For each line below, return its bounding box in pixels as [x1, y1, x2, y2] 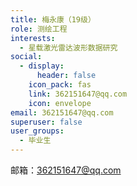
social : [10, 52, 43, 62]
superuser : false [10, 117, 83, 127]
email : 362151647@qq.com [10, 107, 114, 118]
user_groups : [10, 126, 65, 136]
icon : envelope [28, 98, 92, 108]
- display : [19, 61, 65, 71]
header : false [36, 71, 97, 81]
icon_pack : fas [28, 80, 92, 90]
